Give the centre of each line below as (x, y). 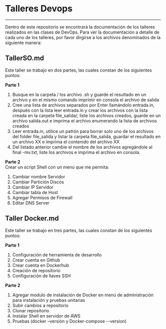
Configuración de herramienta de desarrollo (57, 254)
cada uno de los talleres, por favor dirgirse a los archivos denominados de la (83, 37)
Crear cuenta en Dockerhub (41, 265)
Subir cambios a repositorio (40, 305)
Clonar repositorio (31, 310)
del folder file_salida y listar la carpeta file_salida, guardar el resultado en (86, 136)
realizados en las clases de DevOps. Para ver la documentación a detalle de (82, 32)
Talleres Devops (39, 9)
